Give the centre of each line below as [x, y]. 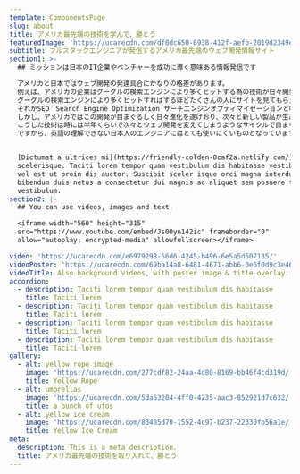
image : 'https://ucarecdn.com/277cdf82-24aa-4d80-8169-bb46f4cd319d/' [159, 373]
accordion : [29, 281]
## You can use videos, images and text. [96, 207]
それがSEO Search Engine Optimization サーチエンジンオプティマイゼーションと [154, 108]
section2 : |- [33, 199]
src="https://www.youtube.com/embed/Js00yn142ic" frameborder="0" [143, 232]
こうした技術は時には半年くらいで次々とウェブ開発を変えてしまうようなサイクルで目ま [153, 125]
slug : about [31, 26]
